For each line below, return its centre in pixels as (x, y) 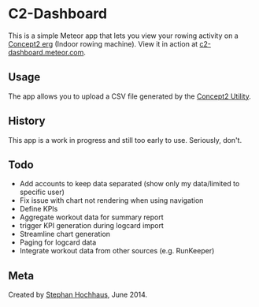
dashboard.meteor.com (46, 52)
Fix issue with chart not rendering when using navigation (111, 200)
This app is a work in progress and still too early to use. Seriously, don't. (125, 140)
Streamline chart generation (65, 234)
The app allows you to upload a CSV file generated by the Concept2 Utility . (130, 96)
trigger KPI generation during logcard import (91, 226)
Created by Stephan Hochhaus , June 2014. (78, 295)
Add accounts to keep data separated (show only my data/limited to (129, 184)
